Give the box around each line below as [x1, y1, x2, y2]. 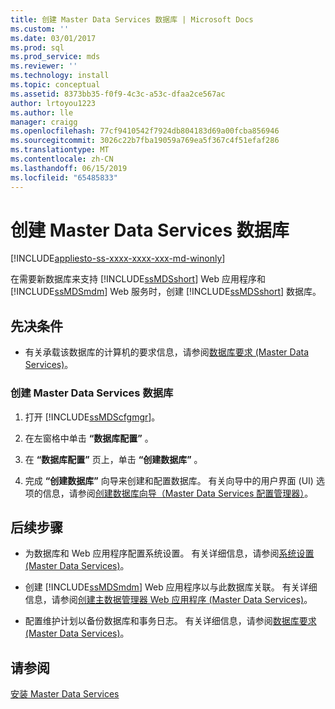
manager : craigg [10, 117, 78, 127]
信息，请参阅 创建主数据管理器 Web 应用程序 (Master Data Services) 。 [24, 594, 313, 606]
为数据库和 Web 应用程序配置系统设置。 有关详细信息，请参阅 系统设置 [24, 547, 315, 560]
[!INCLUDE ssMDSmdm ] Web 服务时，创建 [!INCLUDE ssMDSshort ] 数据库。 [10, 286, 322, 298]
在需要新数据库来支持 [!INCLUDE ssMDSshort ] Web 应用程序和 [10, 273, 266, 285]
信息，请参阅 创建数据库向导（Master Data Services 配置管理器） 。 [42, 487, 314, 499]
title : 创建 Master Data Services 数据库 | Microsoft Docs [10, 14, 254, 25]
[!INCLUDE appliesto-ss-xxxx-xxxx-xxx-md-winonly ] [10, 252, 226, 265]
